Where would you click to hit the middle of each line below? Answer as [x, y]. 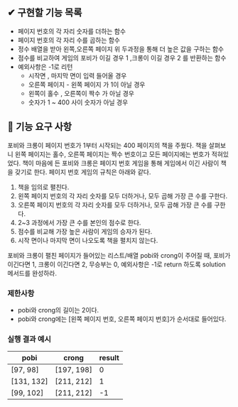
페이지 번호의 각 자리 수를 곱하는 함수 [69, 40]
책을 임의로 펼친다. [43, 187]
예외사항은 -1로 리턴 [45, 67]
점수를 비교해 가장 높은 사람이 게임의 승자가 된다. [85, 231]
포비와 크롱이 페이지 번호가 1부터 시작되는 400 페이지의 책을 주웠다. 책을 [107, 145]
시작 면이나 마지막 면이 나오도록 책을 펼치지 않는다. [88, 240]
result [109, 358]
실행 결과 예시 [29, 339]
